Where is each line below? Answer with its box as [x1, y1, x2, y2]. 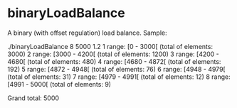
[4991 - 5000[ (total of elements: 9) [7, 80, 112, 88]
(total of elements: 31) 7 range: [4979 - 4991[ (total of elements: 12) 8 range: [7, 72, 231, 81]
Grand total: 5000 [7, 94, 59, 102]
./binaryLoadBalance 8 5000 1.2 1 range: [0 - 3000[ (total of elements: [7, 42, 214, 50]
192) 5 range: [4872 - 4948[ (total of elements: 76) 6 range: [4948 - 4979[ [7, 65, 226, 73]
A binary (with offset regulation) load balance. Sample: [7, 28, 167, 37]
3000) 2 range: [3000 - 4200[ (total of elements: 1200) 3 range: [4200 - [7, 50, 219, 58]
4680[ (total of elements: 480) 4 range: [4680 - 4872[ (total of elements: [7, 57, 221, 65]
